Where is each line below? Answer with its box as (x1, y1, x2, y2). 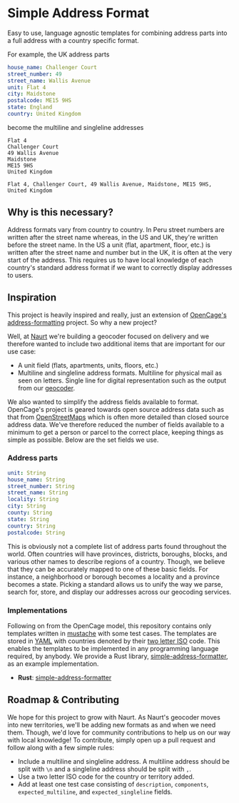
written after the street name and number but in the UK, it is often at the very (7, 248, 233, 256)
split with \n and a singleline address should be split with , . (17, 764, 191, 773)
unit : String (7, 469, 46, 476)
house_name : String (7, 476, 66, 483)
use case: (7, 347, 36, 355)
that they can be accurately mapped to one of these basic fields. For (7, 565, 209, 573)
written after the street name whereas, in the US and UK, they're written (7, 233, 218, 241)
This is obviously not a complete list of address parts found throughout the (7, 542, 227, 550)
